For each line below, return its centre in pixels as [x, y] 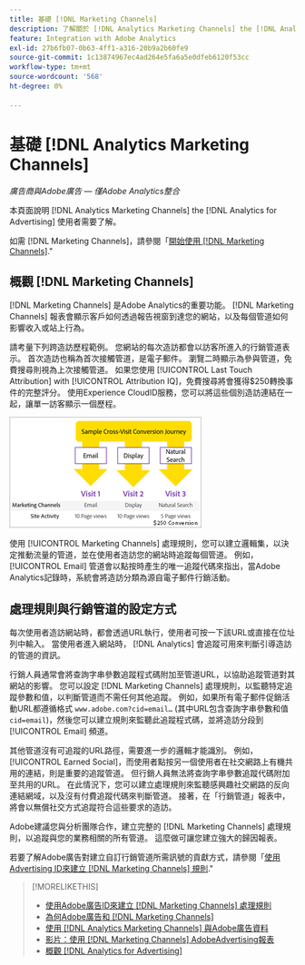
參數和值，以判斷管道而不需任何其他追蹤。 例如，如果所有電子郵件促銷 [149, 697]
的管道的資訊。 [37, 655]
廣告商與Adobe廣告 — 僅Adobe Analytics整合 [94, 191]
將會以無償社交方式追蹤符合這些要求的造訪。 [93, 807]
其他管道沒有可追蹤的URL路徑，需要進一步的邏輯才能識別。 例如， [134, 751]
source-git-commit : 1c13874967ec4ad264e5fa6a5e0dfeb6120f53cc [129, 58]
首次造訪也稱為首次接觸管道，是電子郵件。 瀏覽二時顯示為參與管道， [155, 359]
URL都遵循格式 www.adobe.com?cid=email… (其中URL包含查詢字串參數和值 [152, 709]
